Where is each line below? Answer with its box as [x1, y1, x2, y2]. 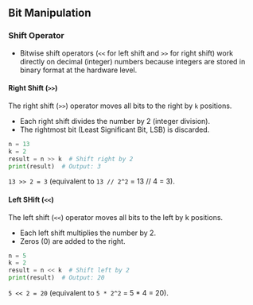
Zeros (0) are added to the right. [19, 236, 126, 245]
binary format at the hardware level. [19, 65, 138, 75]
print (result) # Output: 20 [8, 274, 105, 282]
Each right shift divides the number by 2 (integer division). [19, 116, 211, 125]
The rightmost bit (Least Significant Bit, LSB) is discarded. [19, 125, 210, 134]
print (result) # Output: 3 [8, 162, 102, 170]
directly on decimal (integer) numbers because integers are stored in [19, 56, 246, 66]
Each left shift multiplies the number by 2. [19, 228, 157, 237]
